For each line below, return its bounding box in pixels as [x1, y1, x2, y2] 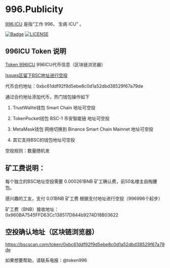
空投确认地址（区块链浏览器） [5, 227, 99, 236]
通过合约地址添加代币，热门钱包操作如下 [5, 94, 90, 100]
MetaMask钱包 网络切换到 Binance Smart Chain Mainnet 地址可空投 [12, 126, 153, 132]
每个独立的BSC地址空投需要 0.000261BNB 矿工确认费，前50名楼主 [5, 178, 144, 184]
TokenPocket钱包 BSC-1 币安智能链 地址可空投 [12, 115, 110, 121]
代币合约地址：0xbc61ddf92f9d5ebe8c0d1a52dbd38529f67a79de [5, 83, 143, 89]
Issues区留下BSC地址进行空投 [5, 72, 68, 78]
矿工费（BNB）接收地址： [5, 206, 59, 212]
